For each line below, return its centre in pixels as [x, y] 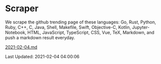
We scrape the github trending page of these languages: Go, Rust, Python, [81, 22]
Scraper [22, 9]
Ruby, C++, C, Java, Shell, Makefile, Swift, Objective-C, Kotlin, [68, 27]
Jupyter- [141, 27]
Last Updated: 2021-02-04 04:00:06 [42, 56]
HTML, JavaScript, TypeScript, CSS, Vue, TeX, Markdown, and [91, 32]
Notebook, [16, 32]
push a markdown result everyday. [40, 38]
